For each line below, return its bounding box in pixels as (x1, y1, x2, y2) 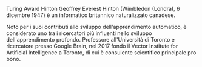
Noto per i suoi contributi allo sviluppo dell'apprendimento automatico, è (6, 24, 187, 30)
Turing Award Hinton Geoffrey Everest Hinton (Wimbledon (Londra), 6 (6, 5, 180, 12)
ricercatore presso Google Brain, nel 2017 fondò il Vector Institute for (6, 42, 178, 49)
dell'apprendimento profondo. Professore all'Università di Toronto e (6, 36, 175, 43)
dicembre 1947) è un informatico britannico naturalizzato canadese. (6, 11, 176, 19)
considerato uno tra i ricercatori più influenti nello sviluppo (6, 30, 152, 37)
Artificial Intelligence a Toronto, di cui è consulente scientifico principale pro (6, 49, 197, 56)
